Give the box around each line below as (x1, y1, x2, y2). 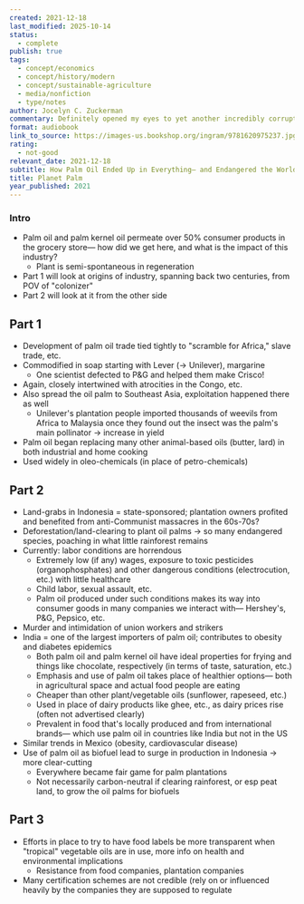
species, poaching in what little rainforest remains (22, 536, 208, 547)
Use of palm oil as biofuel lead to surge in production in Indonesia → (22, 747, 278, 758)
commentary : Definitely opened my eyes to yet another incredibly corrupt (9, 114, 298, 123)
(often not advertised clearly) (35, 709, 145, 720)
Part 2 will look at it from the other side (22, 290, 167, 301)
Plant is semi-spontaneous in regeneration (35, 261, 195, 272)
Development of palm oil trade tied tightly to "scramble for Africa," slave (22, 341, 291, 352)
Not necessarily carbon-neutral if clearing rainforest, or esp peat (35, 776, 278, 787)
